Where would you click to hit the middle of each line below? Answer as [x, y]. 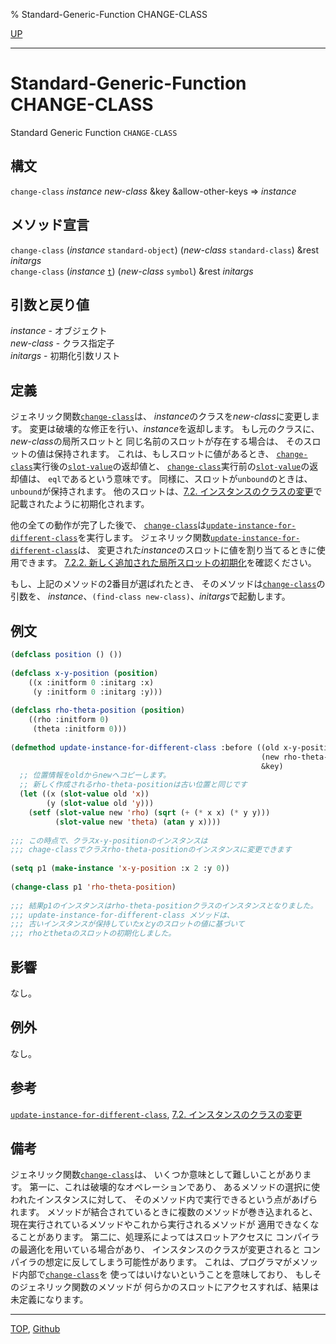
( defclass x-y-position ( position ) [84, 673]
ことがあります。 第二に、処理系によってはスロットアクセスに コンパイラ [169, 1237]
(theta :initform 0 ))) [80, 729]
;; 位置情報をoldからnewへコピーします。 [95, 775]
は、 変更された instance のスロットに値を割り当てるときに [197, 550]
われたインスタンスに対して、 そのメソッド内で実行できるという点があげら [164, 1200]
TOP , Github [35, 1329]
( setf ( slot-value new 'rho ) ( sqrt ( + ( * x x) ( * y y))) [149, 812]
